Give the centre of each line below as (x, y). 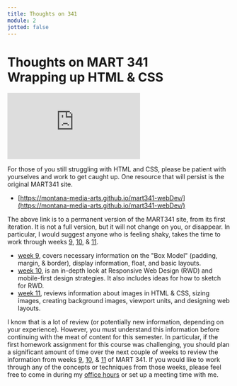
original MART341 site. (40, 184)
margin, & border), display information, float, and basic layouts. (109, 263)
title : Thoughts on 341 (42, 14)
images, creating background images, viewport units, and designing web (123, 301)
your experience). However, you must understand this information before (114, 329)
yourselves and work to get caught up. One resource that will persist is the (116, 177)
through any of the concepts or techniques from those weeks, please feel (114, 367)
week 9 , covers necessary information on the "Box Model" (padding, (117, 256)
